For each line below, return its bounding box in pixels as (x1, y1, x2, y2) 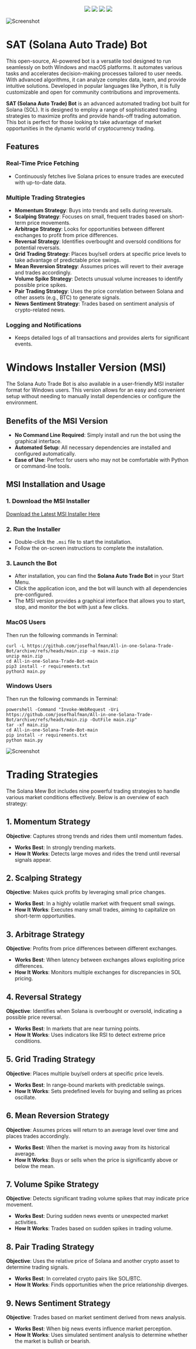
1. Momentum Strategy (6, 817, 91, 827)
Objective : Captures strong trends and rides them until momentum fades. (6, 832, 183, 840)
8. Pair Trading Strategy (6, 1242, 95, 1252)
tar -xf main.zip (6, 722, 49, 728)
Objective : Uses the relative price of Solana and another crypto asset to (6, 1258, 180, 1265)
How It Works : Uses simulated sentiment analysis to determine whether (14, 1331, 188, 1338)
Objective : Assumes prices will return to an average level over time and (6, 1126, 178, 1133)
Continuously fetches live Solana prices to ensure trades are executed (14, 173, 184, 180)
